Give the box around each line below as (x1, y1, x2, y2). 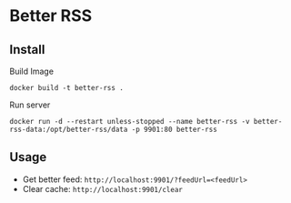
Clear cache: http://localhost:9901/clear (22, 183, 184, 194)
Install (9, 42, 45, 57)
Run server (9, 99, 51, 110)
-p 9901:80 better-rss (131, 125, 218, 134)
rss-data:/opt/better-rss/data (9, 125, 128, 134)
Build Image (9, 66, 55, 76)
